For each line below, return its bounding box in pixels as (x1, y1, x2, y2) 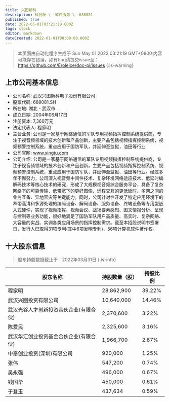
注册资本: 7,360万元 (12, 118, 54, 124)
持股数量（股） (102, 273, 138, 280)
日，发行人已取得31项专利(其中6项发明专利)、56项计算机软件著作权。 (12, 226, 158, 232)
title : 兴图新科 (5, 7, 36, 13)
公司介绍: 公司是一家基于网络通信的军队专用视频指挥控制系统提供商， (12, 156, 157, 162)
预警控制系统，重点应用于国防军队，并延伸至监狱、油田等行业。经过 (17, 168, 159, 175)
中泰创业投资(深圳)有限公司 (8, 350, 73, 357)
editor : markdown (5, 31, 42, 36)
